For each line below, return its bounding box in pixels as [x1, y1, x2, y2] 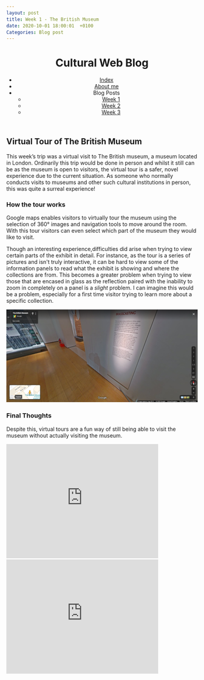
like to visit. [6, 233, 35, 241]
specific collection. [6, 297, 54, 304]
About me [93, 83, 119, 90]
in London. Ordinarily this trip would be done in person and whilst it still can [6, 159, 195, 166]
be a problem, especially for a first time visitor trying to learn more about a [6, 290, 192, 298]
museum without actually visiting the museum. [6, 431, 123, 439]
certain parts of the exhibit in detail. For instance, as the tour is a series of [6, 252, 191, 259]
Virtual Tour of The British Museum [6, 136, 143, 147]
